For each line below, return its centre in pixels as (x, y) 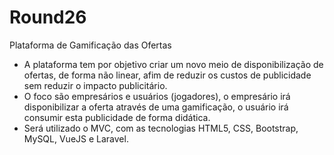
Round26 (48, 17)
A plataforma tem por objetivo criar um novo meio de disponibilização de (173, 64)
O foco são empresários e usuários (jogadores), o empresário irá (157, 96)
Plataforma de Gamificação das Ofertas (90, 45)
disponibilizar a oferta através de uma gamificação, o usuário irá (156, 107)
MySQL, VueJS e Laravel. (76, 138)
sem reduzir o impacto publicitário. (95, 85)
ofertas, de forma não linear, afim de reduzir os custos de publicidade (167, 75)
